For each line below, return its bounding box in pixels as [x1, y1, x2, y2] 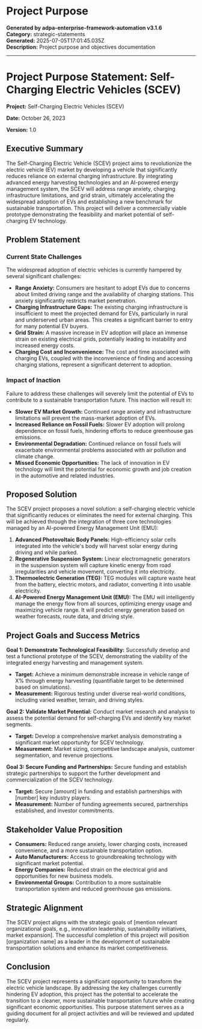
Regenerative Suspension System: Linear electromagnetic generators [14, 555, 191, 562]
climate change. [14, 453, 55, 460]
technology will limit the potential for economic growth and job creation [14, 465, 191, 473]
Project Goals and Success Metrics [6, 630, 140, 641]
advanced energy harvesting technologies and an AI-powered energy [6, 179, 179, 186]
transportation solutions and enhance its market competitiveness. [6, 944, 169, 951]
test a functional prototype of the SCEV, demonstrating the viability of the [6, 653, 188, 660]
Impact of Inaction [6, 376, 61, 385]
